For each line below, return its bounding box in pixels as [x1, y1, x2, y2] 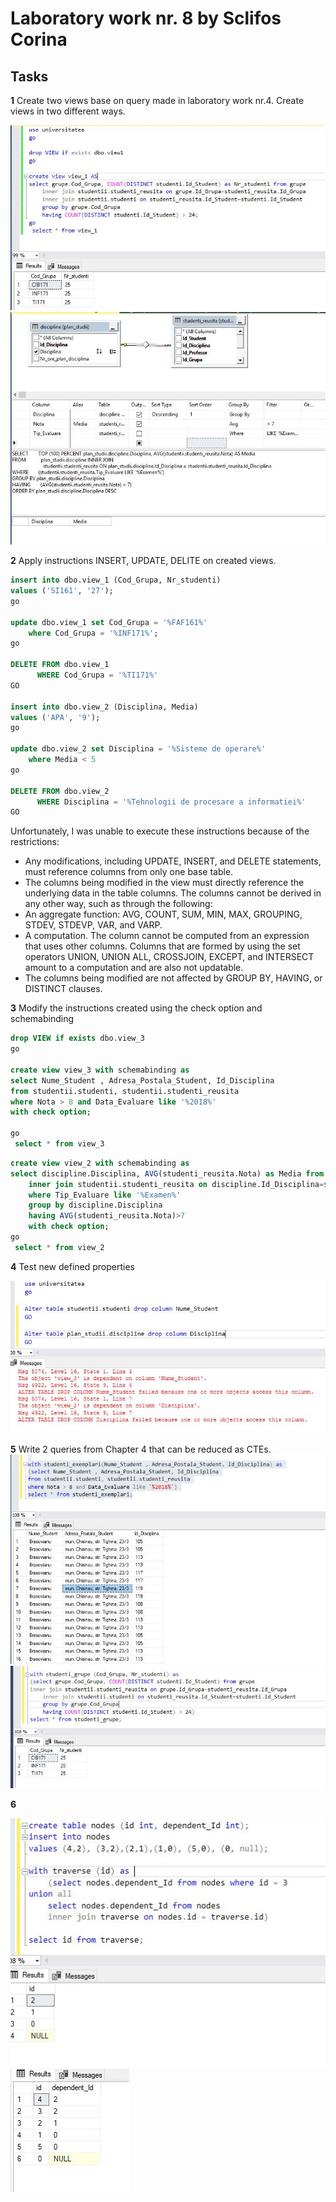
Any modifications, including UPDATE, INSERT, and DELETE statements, [24, 855, 322, 867]
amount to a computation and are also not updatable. [24, 962, 244, 974]
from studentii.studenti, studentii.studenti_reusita [10, 1086, 240, 1096]
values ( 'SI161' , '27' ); [10, 586, 114, 596]
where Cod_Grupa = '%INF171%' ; [28, 628, 159, 638]
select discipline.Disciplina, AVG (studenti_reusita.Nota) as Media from [10, 1168, 325, 1179]
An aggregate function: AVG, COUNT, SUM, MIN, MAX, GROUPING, [24, 908, 303, 921]
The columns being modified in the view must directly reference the [24, 877, 305, 889]
